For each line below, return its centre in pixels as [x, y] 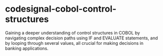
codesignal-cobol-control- [61, 9]
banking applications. [27, 48]
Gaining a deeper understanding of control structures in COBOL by [73, 33]
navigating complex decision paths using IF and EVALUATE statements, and [81, 38]
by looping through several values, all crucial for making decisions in [74, 43]
